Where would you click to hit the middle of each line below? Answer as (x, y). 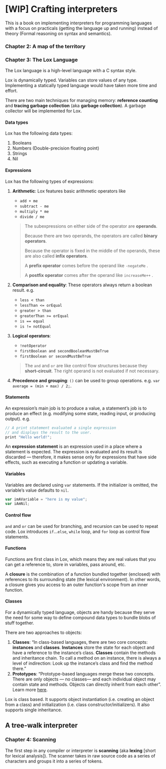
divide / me (32, 217)
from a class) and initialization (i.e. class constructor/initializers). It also (78, 704)
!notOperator (33, 346)
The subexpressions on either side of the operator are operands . (91, 226)
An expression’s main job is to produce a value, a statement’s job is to (76, 408)
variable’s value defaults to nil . (37, 490)
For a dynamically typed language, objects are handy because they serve (80, 612)
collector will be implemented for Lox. (44, 111)
